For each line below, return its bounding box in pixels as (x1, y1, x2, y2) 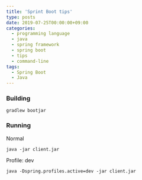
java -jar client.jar (6, 146, 60, 152)
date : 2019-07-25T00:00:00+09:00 (6, 20, 89, 25)
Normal (6, 134, 24, 142)
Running (6, 121, 31, 130)
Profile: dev (6, 156, 34, 163)
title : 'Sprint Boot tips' (6, 8, 73, 15)
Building (6, 94, 31, 102)
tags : (6, 63, 20, 70)
